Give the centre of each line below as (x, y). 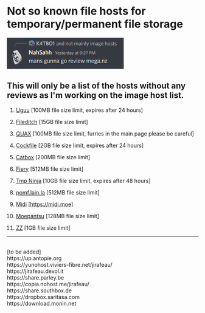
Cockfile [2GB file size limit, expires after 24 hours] (80, 145)
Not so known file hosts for (76, 11)
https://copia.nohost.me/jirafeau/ (48, 284)
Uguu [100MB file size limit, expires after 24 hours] (79, 110)
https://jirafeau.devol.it (35, 271)
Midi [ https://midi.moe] (44, 204)
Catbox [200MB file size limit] (53, 157)
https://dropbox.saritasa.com (43, 297)
